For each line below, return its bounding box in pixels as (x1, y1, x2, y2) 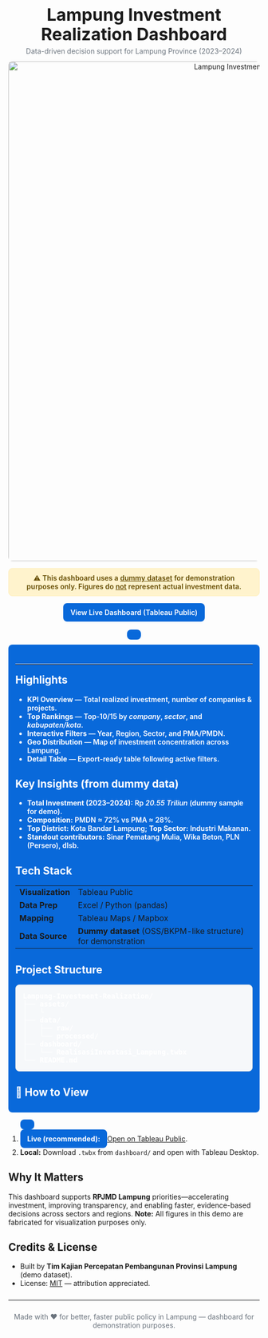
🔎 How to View (15, 1085, 89, 1100)
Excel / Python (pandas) (77, 900, 168, 911)
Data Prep (19, 900, 58, 911)
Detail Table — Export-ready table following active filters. (26, 753, 220, 764)
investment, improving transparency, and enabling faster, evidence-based (8, 1200, 251, 1210)
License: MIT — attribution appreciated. (19, 1279, 151, 1288)
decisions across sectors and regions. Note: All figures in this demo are (8, 1208, 243, 1218)
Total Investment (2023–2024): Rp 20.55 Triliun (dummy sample (26, 798, 244, 808)
